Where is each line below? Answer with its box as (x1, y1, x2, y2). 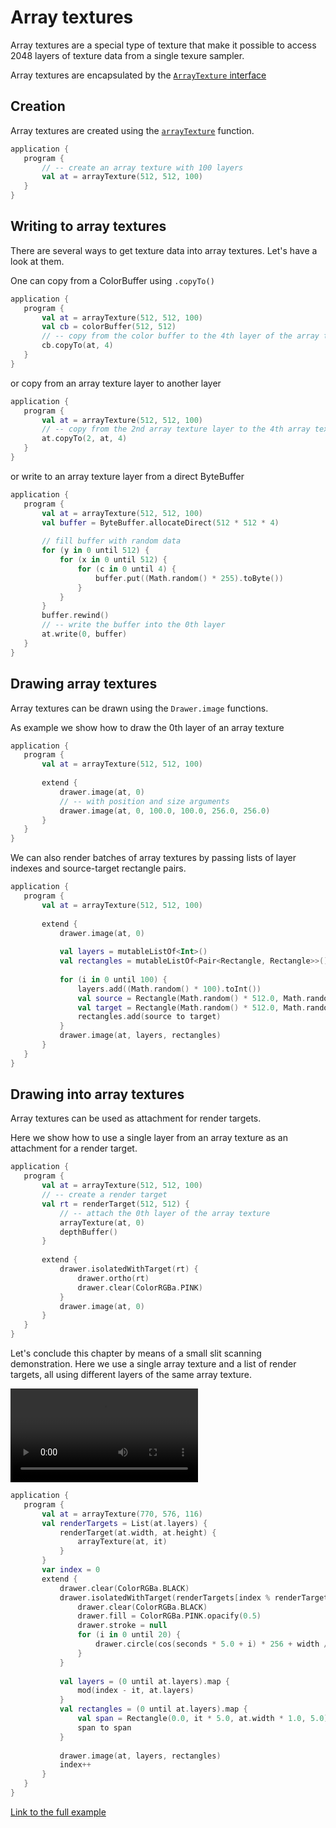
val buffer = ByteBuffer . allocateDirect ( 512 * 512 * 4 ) (41, 517, 280, 528)
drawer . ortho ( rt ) (77, 1273, 150, 1283)
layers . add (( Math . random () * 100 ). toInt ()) (77, 984, 262, 994)
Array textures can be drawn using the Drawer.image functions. (10, 702, 269, 714)
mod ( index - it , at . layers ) (77, 1686, 195, 1696)
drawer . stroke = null (77, 1621, 168, 1631)
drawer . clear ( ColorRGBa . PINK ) (77, 1282, 203, 1293)
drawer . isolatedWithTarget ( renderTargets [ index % (59, 1592, 271, 1603)
